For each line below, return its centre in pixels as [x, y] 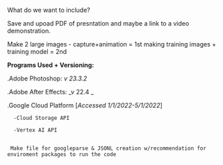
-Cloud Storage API [42, 118]
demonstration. [29, 31]
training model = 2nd [37, 52]
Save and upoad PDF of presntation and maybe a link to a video [98, 23]
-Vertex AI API [35, 130]
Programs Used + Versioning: [51, 65]
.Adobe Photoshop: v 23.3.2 [47, 78]
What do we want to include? [49, 10]
